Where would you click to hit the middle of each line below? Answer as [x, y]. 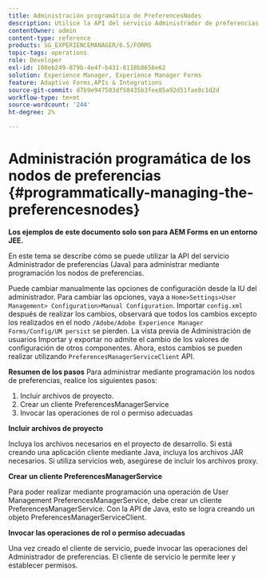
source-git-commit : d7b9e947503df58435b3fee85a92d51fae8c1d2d [114, 90]
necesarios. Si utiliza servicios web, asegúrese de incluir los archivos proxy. [133, 460]
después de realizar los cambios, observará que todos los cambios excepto [133, 313]
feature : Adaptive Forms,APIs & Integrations [85, 82]
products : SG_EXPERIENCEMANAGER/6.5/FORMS [80, 46]
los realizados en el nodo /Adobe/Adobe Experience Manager [106, 322]
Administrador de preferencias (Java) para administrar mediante [114, 264]
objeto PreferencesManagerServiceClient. [77, 517]
